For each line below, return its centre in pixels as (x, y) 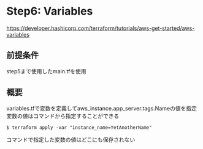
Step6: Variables (50, 11)
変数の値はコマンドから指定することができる (63, 116)
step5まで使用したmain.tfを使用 (47, 71)
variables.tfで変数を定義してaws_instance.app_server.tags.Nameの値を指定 (102, 108)
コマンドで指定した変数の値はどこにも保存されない (71, 139)
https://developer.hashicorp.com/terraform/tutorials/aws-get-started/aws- (101, 28)
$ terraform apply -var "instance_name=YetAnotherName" (79, 127)
